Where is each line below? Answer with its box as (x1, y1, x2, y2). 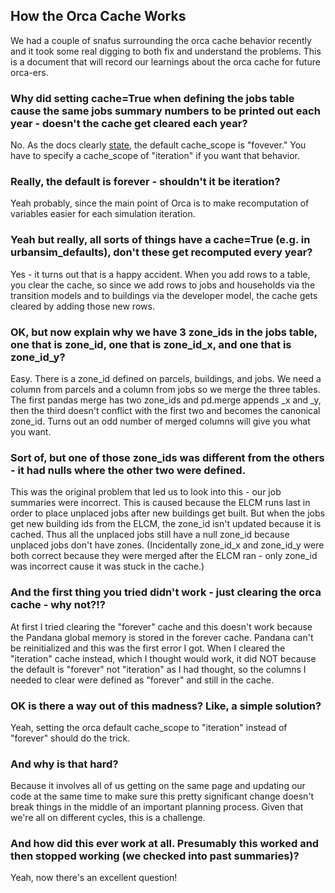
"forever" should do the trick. (10, 732, 131, 744)
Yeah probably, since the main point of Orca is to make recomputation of (10, 197, 310, 209)
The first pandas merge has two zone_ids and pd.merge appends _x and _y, (10, 394, 322, 406)
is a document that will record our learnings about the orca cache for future (10, 55, 321, 68)
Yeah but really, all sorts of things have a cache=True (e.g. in (10, 233, 311, 247)
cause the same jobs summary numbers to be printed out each (10, 104, 321, 118)
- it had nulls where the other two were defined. (10, 463, 247, 477)
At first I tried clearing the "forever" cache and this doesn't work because (10, 620, 313, 633)
